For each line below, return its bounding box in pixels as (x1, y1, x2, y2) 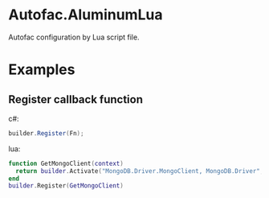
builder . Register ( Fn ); (8, 129, 84, 138)
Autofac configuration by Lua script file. (8, 32, 140, 42)
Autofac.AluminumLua (8, 6, 163, 24)
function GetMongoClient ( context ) (8, 159, 124, 167)
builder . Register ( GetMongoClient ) (8, 182, 124, 190)
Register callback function (8, 93, 143, 106)
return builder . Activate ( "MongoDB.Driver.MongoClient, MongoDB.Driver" (15, 167, 261, 175)
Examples (8, 60, 75, 79)
